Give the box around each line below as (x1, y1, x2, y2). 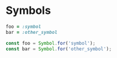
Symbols (5, 4, 51, 18)
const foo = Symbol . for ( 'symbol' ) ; (5, 40, 96, 46)
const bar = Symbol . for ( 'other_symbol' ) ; (5, 46, 112, 52)
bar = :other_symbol (5, 29, 58, 35)
